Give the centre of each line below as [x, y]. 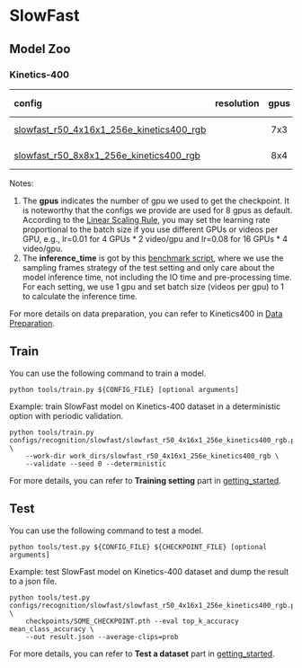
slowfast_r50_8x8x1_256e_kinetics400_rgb [107, 156]
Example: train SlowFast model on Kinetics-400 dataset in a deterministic [145, 406]
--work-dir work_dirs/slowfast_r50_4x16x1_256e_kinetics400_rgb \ [152, 456]
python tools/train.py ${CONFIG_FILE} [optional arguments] [124, 389]
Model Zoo [40, 49]
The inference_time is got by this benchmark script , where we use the [153, 258]
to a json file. [33, 581]
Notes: [22, 183]
